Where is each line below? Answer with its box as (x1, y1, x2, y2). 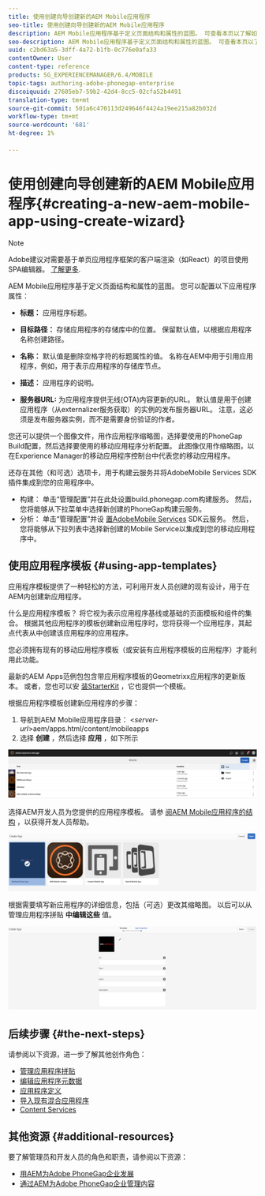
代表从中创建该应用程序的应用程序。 (14, 628, 132, 637)
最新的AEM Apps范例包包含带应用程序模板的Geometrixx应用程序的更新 (8, 671, 239, 680)
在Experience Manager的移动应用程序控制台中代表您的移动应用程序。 (8, 451, 235, 460)
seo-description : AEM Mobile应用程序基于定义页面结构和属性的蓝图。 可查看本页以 (8, 38, 254, 46)
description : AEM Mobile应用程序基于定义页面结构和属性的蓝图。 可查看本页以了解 (8, 29, 252, 37)
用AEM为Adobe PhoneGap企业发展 (19, 1168, 134, 1178)
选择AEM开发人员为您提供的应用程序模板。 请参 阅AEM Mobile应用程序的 (8, 808, 246, 817)
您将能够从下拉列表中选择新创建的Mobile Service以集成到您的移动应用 (19, 523, 248, 533)
